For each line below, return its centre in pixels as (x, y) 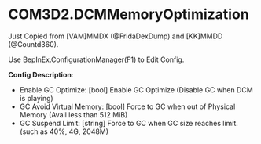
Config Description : (41, 74)
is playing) (36, 98)
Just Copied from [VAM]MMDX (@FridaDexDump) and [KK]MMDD (116, 36)
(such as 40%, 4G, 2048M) (64, 131)
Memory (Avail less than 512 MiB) (74, 114)
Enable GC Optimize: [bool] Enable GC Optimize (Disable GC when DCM (136, 90)
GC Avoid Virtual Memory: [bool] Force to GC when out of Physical (127, 106)
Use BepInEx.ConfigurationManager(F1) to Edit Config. (96, 59)
